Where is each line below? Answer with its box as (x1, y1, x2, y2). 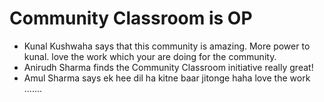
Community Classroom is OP (9, 7, 253, 30)
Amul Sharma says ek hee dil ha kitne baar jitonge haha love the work (23, 72, 311, 84)
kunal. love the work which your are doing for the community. (23, 50, 277, 62)
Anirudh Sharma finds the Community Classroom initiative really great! (23, 61, 314, 73)
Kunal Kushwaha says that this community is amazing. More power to (23, 40, 311, 52)
